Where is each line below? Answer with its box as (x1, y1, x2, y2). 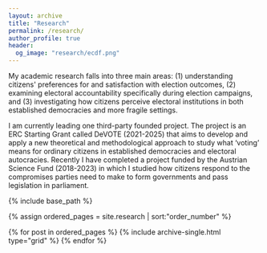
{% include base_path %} (8, 196, 93, 206)
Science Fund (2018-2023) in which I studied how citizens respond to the (8, 164, 251, 173)
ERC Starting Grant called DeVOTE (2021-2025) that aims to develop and (8, 129, 249, 139)
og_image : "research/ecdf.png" (15, 49, 120, 57)
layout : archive (8, 11, 63, 20)
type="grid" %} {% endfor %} (8, 236, 107, 245)
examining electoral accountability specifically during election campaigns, (8, 88, 253, 97)
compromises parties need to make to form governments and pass (8, 172, 229, 182)
